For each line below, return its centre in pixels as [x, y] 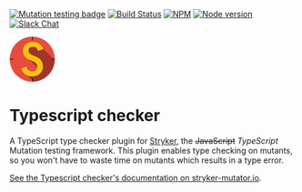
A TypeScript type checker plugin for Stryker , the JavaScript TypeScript [144, 140]
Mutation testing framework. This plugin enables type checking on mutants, [151, 150]
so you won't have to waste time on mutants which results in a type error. [147, 160]
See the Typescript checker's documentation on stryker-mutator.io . [136, 177]
